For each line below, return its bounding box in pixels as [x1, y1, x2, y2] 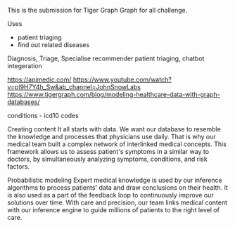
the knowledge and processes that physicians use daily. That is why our [7, 133, 216, 141]
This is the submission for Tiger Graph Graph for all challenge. [7, 6, 188, 14]
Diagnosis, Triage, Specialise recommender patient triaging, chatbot [7, 54, 205, 63]
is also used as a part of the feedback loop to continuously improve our [7, 191, 214, 199]
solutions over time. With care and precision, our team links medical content [7, 198, 227, 207]
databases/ [7, 98, 40, 106]
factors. [7, 162, 30, 171]
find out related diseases [17, 41, 90, 48]
